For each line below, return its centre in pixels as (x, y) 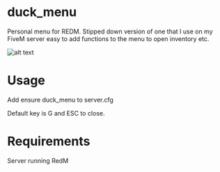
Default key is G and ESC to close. (56, 113)
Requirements (49, 142)
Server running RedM (38, 160)
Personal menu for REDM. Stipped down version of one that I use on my (110, 31)
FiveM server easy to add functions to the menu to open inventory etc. (108, 38)
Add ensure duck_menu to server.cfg (60, 100)
